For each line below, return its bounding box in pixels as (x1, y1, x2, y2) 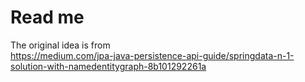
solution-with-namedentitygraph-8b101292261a (10, 60, 207, 72)
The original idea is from (10, 39, 111, 51)
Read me (10, 6, 85, 29)
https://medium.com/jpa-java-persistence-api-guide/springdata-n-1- (10, 49, 295, 61)
